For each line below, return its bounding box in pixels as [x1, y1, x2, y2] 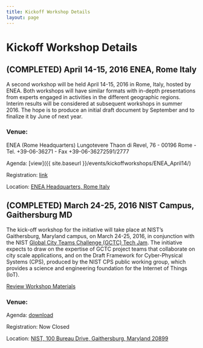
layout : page [6, 14, 39, 21]
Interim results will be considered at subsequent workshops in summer [6, 100, 182, 107]
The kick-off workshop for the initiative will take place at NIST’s [6, 226, 164, 233]
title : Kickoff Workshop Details [6, 8, 91, 15]
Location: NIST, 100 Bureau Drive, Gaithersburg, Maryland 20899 [6, 335, 169, 342]
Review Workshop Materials [6, 282, 76, 290]
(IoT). [6, 271, 20, 278]
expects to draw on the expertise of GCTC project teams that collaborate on [6, 245, 195, 253]
